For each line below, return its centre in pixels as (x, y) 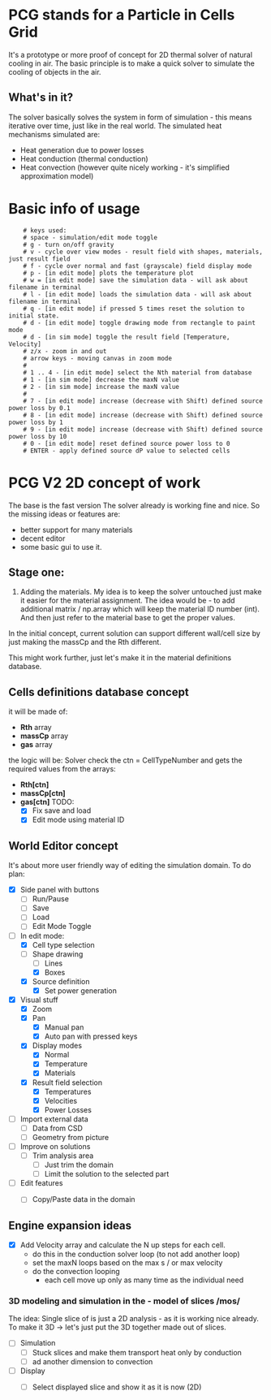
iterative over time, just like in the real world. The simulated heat (115, 125)
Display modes (57, 1046)
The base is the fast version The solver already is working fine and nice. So (134, 505)
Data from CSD (58, 1128)
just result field (39, 259)
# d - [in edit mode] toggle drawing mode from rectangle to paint (139, 322)
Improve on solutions (55, 1146)
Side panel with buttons (60, 890)
